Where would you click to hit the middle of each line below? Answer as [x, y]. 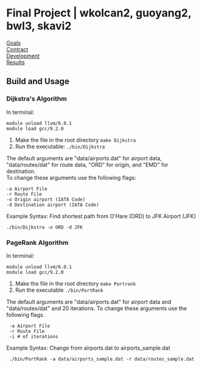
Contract [17, 49]
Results [16, 62]
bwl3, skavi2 [39, 26]
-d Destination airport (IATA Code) [53, 205]
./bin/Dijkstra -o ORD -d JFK [45, 227]
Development [23, 55]
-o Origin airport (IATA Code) [46, 199]
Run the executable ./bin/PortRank [59, 290]
